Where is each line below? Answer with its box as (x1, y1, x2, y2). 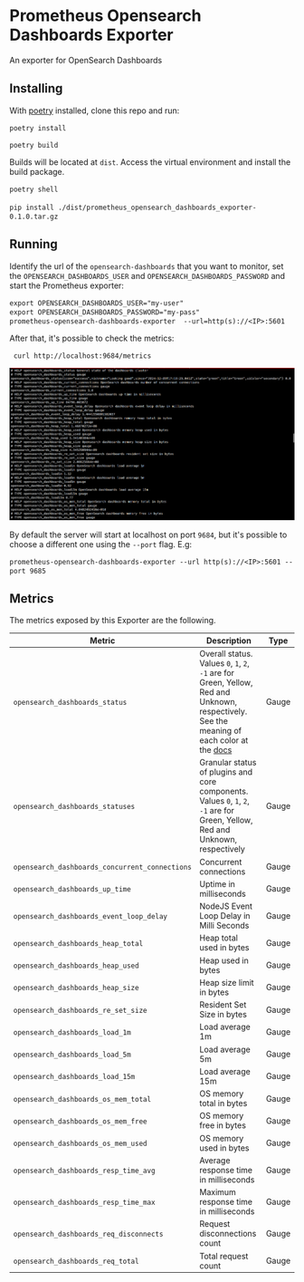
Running (9, 236, 59, 252)
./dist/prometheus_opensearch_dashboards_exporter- (57, 203, 257, 212)
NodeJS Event (199, 901, 253, 911)
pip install (9, 203, 54, 212)
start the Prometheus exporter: (9, 280, 125, 291)
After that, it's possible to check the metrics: (9, 333, 175, 343)
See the (199, 716, 229, 727)
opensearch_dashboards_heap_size (13, 984, 139, 993)
